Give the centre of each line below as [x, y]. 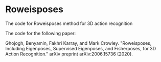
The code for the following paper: [41, 33]
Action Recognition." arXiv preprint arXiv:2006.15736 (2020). [69, 54]
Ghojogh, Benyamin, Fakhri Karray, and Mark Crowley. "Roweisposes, [78, 43]
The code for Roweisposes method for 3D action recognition [69, 23]
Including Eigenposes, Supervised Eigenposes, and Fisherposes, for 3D [81, 48]
